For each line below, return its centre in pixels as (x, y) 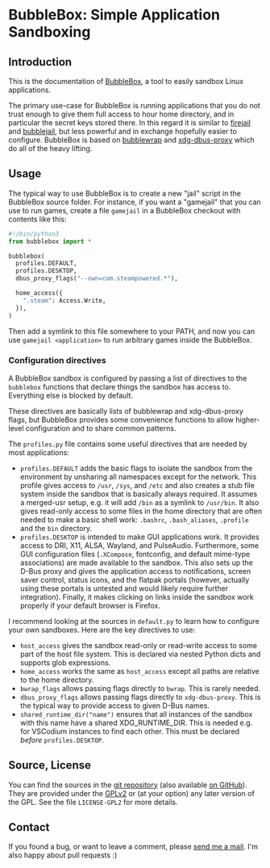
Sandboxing (50, 32)
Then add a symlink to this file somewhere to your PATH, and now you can (132, 331)
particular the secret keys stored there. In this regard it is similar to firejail (130, 122)
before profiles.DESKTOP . (62, 739)
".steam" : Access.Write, (64, 301)
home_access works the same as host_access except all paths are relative (139, 671)
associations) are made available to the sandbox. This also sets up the (137, 563)
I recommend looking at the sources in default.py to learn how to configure (134, 621)
